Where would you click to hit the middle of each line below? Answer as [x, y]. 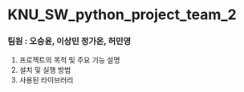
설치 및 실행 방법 [45, 70]
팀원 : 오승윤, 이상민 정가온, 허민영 [69, 42]
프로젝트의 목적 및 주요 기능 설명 [69, 60]
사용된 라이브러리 [46, 80]
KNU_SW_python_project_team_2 [122, 15]
